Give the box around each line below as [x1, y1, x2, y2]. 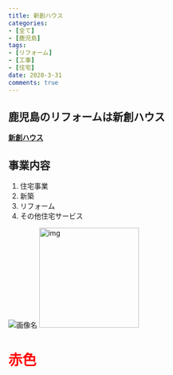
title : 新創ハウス [8, 11, 64, 20]
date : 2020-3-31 [8, 71, 62, 79]
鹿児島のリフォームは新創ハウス [8, 110, 166, 124]
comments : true [8, 78, 59, 86]
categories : [8, 19, 48, 27]
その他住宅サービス [19, 211, 84, 221]
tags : [8, 42, 26, 50]
